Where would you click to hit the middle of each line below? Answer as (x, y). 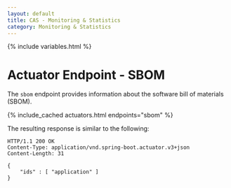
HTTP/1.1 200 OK (31, 142)
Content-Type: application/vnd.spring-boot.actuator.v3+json (99, 147)
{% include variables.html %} (49, 47)
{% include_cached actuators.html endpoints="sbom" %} (90, 115)
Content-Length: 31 (36, 154)
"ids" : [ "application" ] (59, 172)
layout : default (31, 14)
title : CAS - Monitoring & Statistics (64, 20)
